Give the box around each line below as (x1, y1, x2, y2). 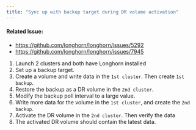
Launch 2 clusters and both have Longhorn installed (15, 59, 147, 67)
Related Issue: (6, 28, 44, 35)
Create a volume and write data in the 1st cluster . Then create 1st (15, 73, 185, 80)
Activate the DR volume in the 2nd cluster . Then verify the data (15, 111, 176, 119)
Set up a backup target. (15, 66, 74, 73)
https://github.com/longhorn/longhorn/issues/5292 (15, 41, 145, 49)
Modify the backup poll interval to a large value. (15, 92, 136, 99)
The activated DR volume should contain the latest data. (15, 118, 156, 125)
